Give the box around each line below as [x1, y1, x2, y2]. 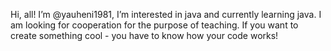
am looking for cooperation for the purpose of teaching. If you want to [10, 19, 299, 31]
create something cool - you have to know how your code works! [10, 30, 279, 41]
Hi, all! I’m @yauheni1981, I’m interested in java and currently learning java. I [10, 9, 322, 20]
